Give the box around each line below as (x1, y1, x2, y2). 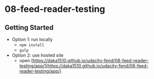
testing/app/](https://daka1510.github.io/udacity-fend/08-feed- (19, 63, 149, 69)
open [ (19, 58, 33, 63)
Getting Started (4, 23, 54, 32)
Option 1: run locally (11, 36, 53, 42)
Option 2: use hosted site (11, 52, 64, 58)
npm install (19, 43, 44, 48)
